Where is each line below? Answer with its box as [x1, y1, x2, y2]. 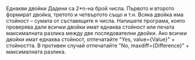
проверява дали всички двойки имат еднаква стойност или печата [6, 23, 174, 30]
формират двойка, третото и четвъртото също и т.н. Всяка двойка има [6, 11, 184, 18]
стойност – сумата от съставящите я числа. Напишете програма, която [6, 17, 186, 24]
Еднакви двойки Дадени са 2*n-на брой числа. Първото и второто [6, 5, 174, 12]
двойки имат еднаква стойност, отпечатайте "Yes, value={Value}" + [6, 36, 175, 43]
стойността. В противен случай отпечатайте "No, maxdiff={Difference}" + [6, 42, 190, 49]
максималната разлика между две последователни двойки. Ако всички [6, 30, 187, 37]
